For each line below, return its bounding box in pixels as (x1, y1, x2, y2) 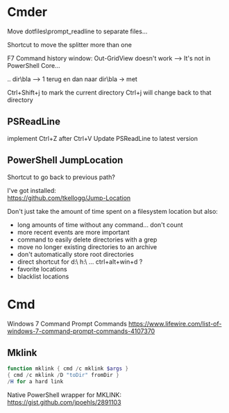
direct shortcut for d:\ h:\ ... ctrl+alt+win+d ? (17, 258, 143, 266)
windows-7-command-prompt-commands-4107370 (7, 327, 155, 335)
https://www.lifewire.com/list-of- (128, 319, 222, 328)
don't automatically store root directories (17, 250, 134, 258)
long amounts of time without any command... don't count (17, 220, 183, 229)
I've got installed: (7, 186, 57, 194)
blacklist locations (17, 272, 69, 280)
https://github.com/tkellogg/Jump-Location (7, 194, 131, 202)
